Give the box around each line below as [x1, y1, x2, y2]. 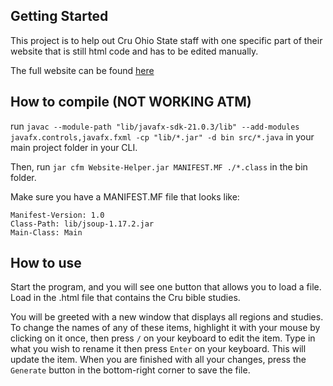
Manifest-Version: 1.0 [10, 210, 105, 220]
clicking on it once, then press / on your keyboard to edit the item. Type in [10, 332, 316, 344]
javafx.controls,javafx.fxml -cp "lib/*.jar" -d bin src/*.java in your [10, 130, 315, 143]
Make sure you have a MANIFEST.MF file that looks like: [10, 190, 240, 203]
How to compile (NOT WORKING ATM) [10, 94, 252, 111]
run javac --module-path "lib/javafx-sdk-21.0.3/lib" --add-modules [10, 120, 300, 132]
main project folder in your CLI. [10, 141, 138, 153]
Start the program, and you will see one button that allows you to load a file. [10, 281, 322, 293]
